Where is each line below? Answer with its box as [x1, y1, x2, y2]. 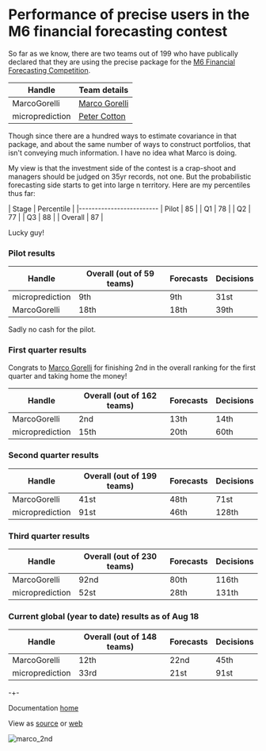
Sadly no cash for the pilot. [8, 325, 97, 334]
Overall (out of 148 [83, 631, 157, 642]
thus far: [8, 188, 36, 198]
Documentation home [8, 703, 79, 713]
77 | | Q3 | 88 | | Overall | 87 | [8, 212, 104, 221]
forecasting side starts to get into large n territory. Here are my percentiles [8, 180, 251, 190]
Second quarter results [8, 450, 99, 461]
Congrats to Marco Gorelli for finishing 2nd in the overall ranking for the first [8, 363, 256, 372]
